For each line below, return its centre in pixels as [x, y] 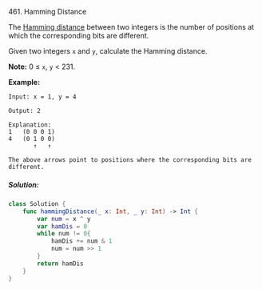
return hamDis [60, 264]
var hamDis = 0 [62, 226]
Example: [24, 82]
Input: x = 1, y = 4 [43, 97]
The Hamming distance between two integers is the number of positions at [131, 27]
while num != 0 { [64, 234]
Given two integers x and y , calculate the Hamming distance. [108, 51]
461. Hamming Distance [48, 12]
